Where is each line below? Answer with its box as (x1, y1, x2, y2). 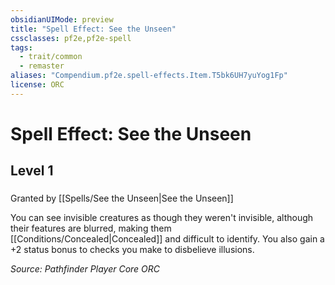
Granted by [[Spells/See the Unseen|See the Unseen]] (10, 192, 234, 205)
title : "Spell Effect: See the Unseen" (10, 24, 177, 34)
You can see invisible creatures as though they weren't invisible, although (10, 212, 314, 224)
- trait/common (19, 52, 83, 62)
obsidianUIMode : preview (10, 14, 114, 25)
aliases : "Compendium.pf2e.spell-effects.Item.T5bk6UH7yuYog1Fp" (10, 71, 288, 81)
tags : (10, 42, 33, 53)
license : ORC (10, 80, 65, 90)
